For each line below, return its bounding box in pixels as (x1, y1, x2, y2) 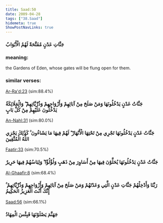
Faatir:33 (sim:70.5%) (5, 146, 49, 153)
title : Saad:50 (5, 7, 36, 12)
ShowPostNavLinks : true (5, 25, 54, 30)
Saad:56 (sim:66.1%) (5, 199, 47, 205)
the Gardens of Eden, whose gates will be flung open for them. (5, 65, 131, 71)
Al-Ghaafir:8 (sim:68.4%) (5, 170, 56, 175)
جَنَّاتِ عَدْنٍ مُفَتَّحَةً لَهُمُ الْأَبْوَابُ (5, 41, 65, 48)
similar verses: (5, 77, 41, 84)
